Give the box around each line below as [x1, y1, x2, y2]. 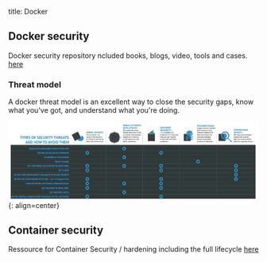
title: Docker [8, 7, 48, 16]
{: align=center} [8, 200, 60, 210]
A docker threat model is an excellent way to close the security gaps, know [8, 97, 254, 106]
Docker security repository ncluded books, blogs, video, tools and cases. [8, 51, 248, 60]
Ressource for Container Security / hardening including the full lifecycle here [8, 245, 259, 254]
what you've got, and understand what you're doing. [8, 106, 180, 115]
